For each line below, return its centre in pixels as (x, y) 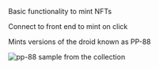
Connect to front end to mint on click (68, 26)
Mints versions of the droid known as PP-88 (80, 42)
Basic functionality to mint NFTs (60, 11)
